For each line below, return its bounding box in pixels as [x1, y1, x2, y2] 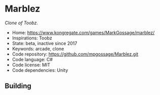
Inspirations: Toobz [12, 35, 53, 41]
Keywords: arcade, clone [12, 45, 64, 52]
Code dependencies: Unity [12, 67, 68, 73]
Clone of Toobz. [5, 20, 38, 26]
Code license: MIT [12, 62, 51, 68]
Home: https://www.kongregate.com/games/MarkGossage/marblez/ [12, 29, 155, 35]
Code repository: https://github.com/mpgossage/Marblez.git [12, 51, 139, 57]
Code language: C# [12, 56, 53, 62]
